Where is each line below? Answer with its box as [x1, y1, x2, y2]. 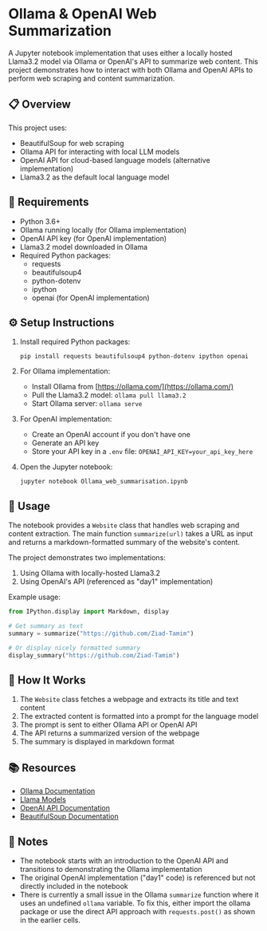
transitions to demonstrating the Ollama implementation [19, 865, 202, 874]
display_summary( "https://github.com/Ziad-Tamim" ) [8, 651, 180, 659]
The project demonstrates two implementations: [8, 553, 166, 562]
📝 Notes [8, 834, 49, 848]
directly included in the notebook [19, 882, 129, 890]
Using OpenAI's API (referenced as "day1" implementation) [19, 577, 214, 586]
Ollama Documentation [19, 787, 96, 796]
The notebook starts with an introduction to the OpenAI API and [19, 856, 229, 866]
